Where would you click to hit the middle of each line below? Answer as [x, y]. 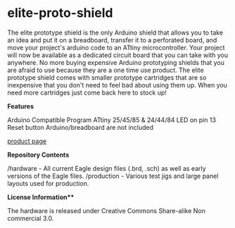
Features [20, 106]
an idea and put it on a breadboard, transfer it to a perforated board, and [112, 40]
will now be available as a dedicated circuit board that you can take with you [118, 55]
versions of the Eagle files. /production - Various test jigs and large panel [113, 176]
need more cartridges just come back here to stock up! [87, 92]
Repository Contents [38, 155]
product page [27, 141]
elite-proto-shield [61, 13]
